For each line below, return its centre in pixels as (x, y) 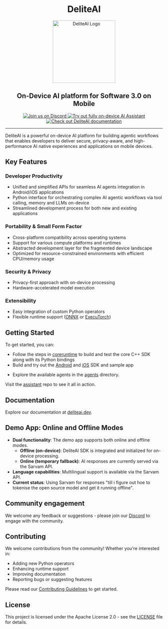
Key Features (26, 162)
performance (19, 146)
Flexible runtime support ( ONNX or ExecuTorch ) (62, 317)
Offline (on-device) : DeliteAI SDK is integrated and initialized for (86, 450)
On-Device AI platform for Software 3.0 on (84, 96)
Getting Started (30, 333)
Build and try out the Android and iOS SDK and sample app (73, 365)
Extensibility (21, 300)
